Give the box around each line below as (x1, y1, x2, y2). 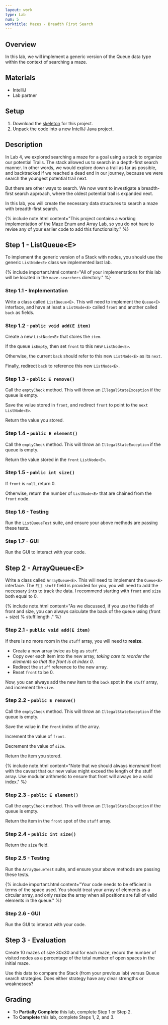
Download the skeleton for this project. (12, 120, 93, 126)
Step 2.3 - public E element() (5, 791, 79, 798)
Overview (5, 40, 37, 48)
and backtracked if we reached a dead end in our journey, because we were (5, 170, 163, 176)
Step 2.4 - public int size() (5, 831, 76, 838)
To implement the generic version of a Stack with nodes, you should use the (5, 254, 163, 260)
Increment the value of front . (5, 733, 66, 739)
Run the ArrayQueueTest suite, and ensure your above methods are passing (5, 866, 160, 872)
